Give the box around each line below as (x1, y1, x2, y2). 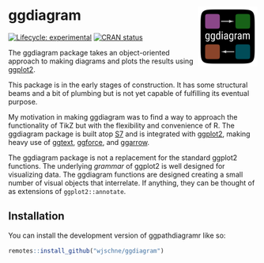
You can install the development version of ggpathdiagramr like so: (8, 231, 226, 240)
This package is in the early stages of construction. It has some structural (8, 80, 248, 90)
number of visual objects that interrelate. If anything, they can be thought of (8, 177, 255, 188)
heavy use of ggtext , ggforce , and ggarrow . (8, 137, 150, 147)
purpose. (8, 97, 38, 106)
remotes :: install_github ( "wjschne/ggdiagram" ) (8, 246, 164, 255)
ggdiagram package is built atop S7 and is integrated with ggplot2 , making (8, 129, 251, 139)
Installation (8, 209, 65, 223)
